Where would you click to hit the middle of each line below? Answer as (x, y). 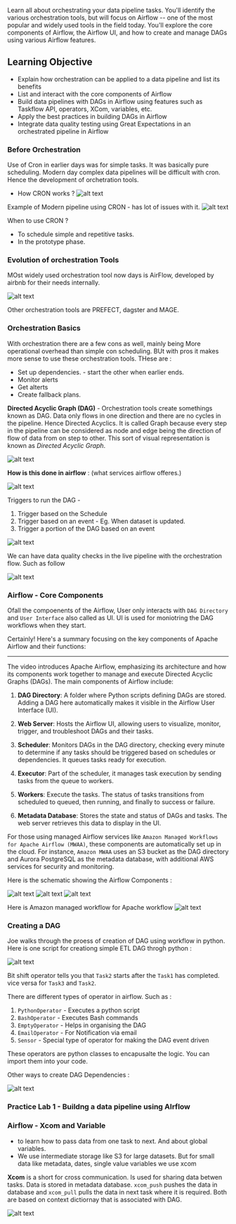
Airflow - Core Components (55, 595)
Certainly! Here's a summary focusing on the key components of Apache (113, 639)
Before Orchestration (44, 149)
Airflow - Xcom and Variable (57, 1126)
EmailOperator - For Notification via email (77, 1033)
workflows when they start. (47, 625)
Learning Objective (50, 62)
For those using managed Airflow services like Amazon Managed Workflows (113, 837)
